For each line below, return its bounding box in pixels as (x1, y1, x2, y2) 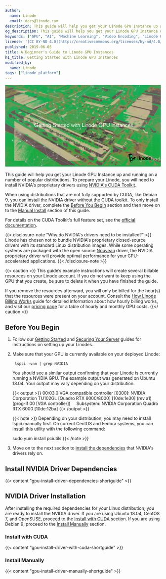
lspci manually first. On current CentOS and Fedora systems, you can (12, 421, 153, 427)
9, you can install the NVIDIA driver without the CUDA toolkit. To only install (5, 197, 158, 203)
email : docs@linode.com (9, 18, 58, 23)
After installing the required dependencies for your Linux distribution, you (5, 505, 155, 511)
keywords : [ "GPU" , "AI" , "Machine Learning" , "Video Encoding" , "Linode (5, 34, 158, 39)
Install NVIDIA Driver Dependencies (5, 465, 117, 473)
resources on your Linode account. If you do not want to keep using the (5, 273, 151, 279)
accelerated (5, 258, 30, 264)
